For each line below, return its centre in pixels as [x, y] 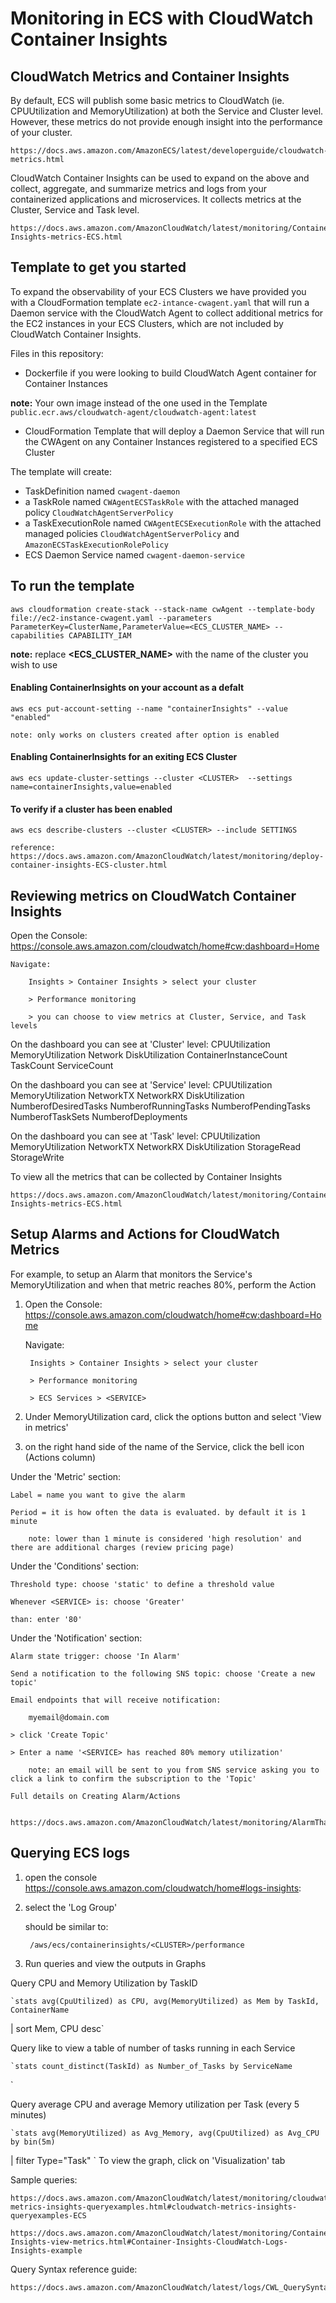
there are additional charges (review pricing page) [122, 1547]
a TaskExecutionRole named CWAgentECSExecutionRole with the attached [173, 523]
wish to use [34, 664]
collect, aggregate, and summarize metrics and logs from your [139, 188]
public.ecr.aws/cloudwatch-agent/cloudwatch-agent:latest [133, 412]
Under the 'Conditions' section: [75, 1566]
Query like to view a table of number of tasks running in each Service [153, 2048]
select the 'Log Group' [71, 1907]
